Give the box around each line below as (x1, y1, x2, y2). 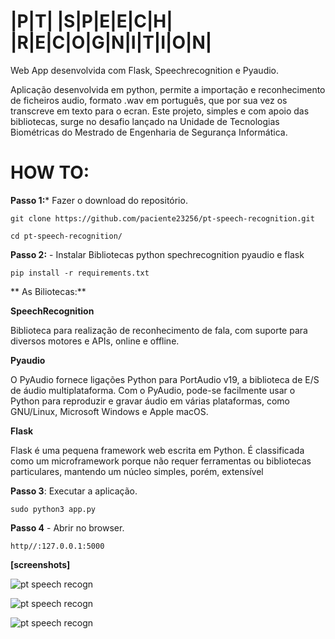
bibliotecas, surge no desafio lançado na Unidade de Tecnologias (10, 115, 280, 127)
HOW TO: (10, 161, 90, 184)
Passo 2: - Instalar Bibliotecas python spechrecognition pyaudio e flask (10, 248, 305, 260)
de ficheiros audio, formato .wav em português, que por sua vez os (10, 94, 288, 106)
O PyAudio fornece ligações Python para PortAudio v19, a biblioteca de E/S (10, 373, 320, 385)
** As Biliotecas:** (10, 285, 87, 297)
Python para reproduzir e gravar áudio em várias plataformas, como (10, 395, 290, 407)
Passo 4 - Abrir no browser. (10, 521, 125, 534)
